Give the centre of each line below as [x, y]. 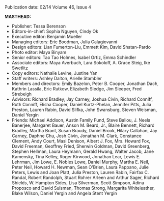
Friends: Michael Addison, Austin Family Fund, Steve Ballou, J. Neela [81, 120]
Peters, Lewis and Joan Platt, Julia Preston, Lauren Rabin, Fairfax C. [80, 172]
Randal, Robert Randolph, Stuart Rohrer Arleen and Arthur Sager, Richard [85, 177]
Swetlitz [20, 68]
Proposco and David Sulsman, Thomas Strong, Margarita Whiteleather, [83, 188]
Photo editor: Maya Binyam [39, 52]
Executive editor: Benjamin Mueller [47, 37]
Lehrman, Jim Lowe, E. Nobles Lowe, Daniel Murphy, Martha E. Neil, [81, 162]
